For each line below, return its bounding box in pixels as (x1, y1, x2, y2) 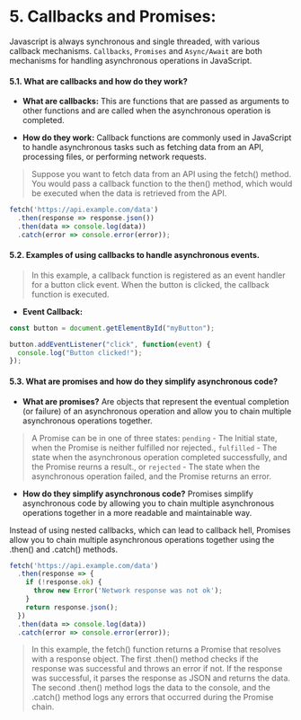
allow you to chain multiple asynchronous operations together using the (9, 534, 275, 545)
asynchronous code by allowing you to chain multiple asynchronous (22, 497, 275, 509)
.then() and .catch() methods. (9, 544, 119, 555)
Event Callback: (22, 306, 84, 316)
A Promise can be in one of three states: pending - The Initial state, (31, 432, 278, 443)
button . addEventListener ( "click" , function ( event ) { (9, 340, 211, 349)
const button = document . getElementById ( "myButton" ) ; (9, 324, 216, 333)
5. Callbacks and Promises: (9, 6, 217, 27)
